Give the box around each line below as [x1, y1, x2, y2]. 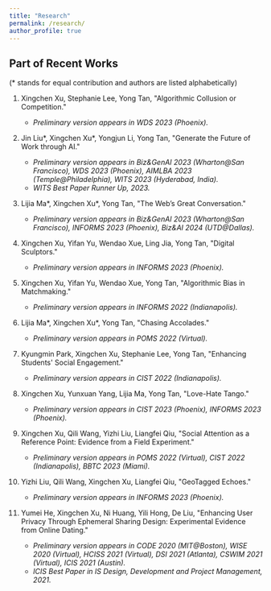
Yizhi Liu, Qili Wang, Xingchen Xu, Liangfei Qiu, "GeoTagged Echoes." [20, 477, 252, 487]
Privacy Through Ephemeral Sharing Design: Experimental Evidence [20, 517, 246, 527]
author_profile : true [9, 27, 82, 35]
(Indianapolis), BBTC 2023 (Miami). [32, 461, 150, 471]
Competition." [20, 102, 67, 112]
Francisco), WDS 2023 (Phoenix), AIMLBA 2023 [32, 166, 192, 176]
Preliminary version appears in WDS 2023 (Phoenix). [32, 118, 208, 127]
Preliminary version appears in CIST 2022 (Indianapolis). [32, 374, 222, 383]
